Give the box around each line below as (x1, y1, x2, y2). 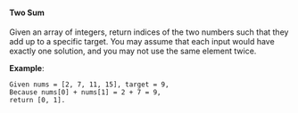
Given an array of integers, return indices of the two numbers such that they (9, 27, 289, 37)
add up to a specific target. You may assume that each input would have (9, 36, 275, 47)
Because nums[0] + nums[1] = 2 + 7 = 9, (9, 88, 162, 97)
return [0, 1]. (9, 96, 66, 105)
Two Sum (9, 7, 45, 18)
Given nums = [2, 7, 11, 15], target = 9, (9, 80, 170, 89)
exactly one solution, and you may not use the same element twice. (9, 45, 257, 57)
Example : (9, 63, 45, 74)
